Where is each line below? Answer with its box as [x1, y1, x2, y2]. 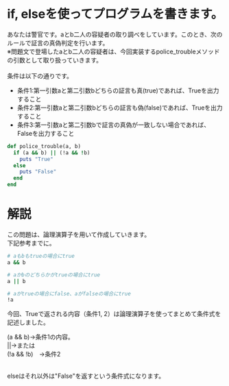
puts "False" [19, 169, 57, 176]
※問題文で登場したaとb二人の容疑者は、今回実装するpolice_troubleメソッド [7, 47, 221, 56]
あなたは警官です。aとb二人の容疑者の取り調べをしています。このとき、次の [7, 30, 223, 38]
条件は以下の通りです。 [7, 71, 73, 80]
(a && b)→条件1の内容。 [7, 333, 74, 341]
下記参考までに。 [7, 239, 56, 247]
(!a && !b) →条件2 [7, 350, 61, 359]
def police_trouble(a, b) [7, 143, 81, 149]
